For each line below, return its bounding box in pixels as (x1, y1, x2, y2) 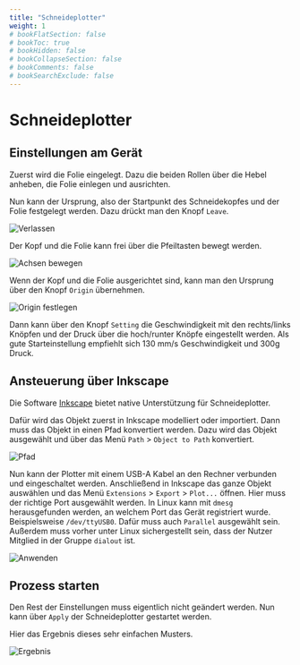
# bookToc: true (9, 38, 70, 47)
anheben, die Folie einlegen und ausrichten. (9, 178, 171, 189)
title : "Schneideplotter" (9, 13, 106, 22)
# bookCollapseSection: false (9, 55, 123, 64)
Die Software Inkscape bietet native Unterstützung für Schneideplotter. (9, 397, 271, 408)
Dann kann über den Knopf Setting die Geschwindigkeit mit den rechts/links (9, 319, 291, 329)
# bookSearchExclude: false (9, 72, 115, 81)
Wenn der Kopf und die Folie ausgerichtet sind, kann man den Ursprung (9, 275, 275, 286)
